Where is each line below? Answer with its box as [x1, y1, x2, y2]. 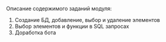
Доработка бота [14, 29, 56, 36]
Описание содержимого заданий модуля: [6, 5, 112, 12]
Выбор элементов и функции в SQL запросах [14, 23, 129, 30]
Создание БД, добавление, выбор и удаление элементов [14, 17, 160, 23]
